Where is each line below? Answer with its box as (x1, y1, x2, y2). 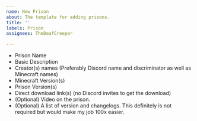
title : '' (6, 19, 31, 25)
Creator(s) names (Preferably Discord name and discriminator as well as (14, 64, 192, 71)
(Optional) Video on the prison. (14, 96, 91, 103)
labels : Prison (6, 25, 44, 31)
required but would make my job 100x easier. (14, 109, 125, 116)
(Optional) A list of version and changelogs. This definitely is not (14, 102, 172, 109)
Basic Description (14, 58, 58, 66)
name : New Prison (6, 8, 49, 15)
